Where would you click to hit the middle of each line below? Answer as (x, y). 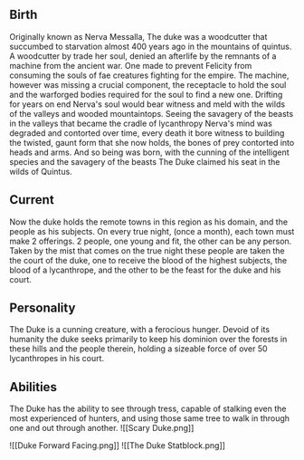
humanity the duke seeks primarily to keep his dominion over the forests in (148, 340)
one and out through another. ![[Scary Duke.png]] (102, 428)
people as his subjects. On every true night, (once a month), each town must (152, 231)
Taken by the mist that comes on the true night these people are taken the (147, 250)
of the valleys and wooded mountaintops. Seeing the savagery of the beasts (152, 113)
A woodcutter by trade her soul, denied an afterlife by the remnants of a (143, 56)
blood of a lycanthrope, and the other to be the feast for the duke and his (145, 270)
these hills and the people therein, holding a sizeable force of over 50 (139, 349)
